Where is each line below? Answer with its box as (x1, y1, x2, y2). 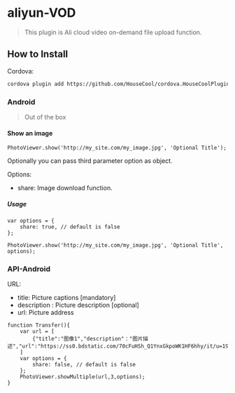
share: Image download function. (17, 184, 113, 192)
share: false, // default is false (32, 362, 136, 369)
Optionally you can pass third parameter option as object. (7, 157, 173, 165)
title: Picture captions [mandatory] (17, 294, 116, 302)
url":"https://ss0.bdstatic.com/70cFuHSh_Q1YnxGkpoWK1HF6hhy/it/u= (22, 343, 222, 350)
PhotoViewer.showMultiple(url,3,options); (20, 373, 145, 380)
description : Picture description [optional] (17, 301, 140, 309)
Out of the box (24, 113, 66, 121)
